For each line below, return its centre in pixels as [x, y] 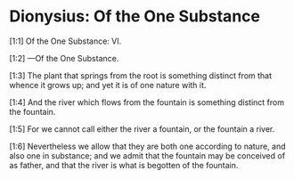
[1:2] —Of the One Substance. [64, 58]
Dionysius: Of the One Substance [135, 16]
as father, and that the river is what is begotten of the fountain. [124, 165]
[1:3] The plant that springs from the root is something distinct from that [141, 75]
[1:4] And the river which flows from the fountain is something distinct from [147, 102]
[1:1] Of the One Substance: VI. [65, 41]
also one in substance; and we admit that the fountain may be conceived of [147, 155]
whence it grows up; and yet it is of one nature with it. [108, 85]
